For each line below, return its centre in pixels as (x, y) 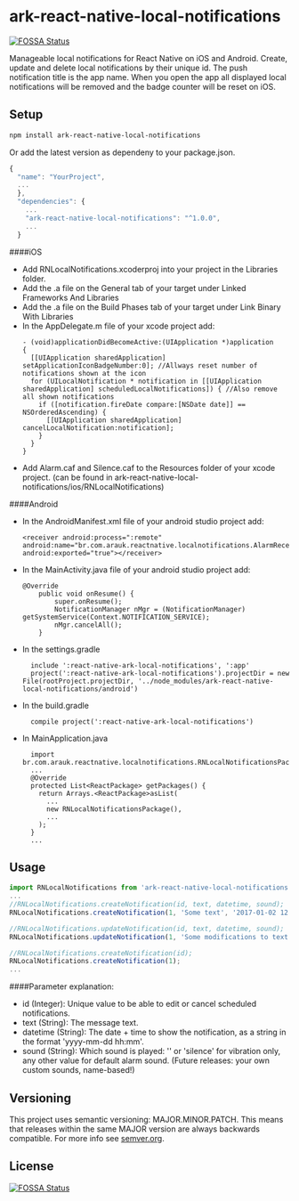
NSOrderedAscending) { (64, 412)
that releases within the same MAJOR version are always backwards (135, 1129)
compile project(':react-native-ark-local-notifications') (142, 722)
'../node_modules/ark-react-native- (206, 681)
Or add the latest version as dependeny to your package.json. (122, 152)
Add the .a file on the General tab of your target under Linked (134, 288)
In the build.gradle (55, 705)
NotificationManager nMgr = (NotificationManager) (150, 609)
